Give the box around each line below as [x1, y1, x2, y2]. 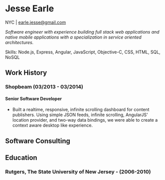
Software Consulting [5, 136, 70, 145]
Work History [5, 69, 47, 77]
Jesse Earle [5, 3, 55, 14]
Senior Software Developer [5, 95, 62, 101]
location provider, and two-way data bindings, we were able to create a [12, 117, 158, 123]
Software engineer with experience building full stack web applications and [5, 29, 160, 35]
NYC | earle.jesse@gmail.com [5, 19, 66, 25]
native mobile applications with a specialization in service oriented [5, 34, 142, 40]
